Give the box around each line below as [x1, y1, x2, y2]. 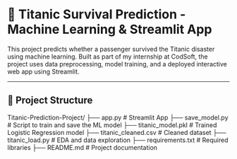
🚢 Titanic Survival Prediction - [7, 6, 186, 23]
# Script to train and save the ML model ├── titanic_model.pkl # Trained [7, 120, 217, 129]
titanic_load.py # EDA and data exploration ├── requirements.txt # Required [7, 136, 229, 144]
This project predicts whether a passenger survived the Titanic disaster [7, 45, 215, 53]
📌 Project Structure [7, 95, 93, 107]
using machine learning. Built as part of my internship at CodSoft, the [7, 52, 208, 61]
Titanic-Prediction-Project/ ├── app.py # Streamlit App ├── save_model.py [7, 113, 229, 122]
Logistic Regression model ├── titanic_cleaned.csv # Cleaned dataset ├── [7, 128, 227, 136]
